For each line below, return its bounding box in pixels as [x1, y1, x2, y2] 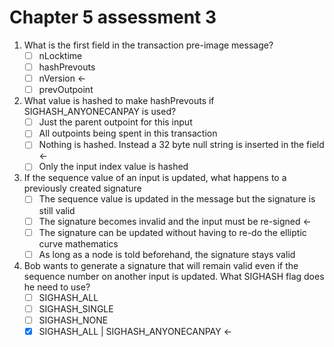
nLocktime [38, 49, 83, 61]
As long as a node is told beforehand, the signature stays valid [38, 248, 296, 260]
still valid [38, 204, 76, 216]
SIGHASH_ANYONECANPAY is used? [23, 106, 177, 118]
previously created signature [23, 182, 142, 195]
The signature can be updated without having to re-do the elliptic [38, 226, 307, 238]
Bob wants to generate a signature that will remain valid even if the [23, 259, 299, 271]
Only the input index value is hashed [38, 161, 189, 173]
